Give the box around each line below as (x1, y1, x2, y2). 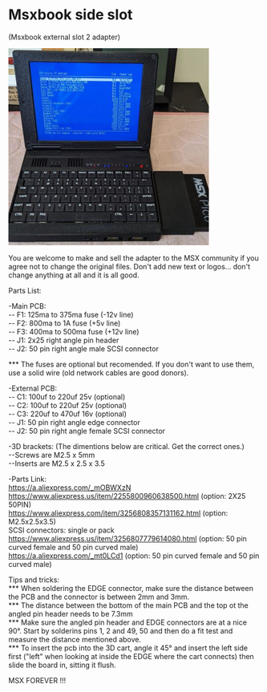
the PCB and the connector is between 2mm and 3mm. (8, 592, 190, 601)
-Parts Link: (8, 474, 47, 484)
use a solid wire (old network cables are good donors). (8, 367, 189, 378)
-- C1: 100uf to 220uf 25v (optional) (8, 391, 126, 402)
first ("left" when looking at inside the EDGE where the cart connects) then (8, 651, 254, 661)
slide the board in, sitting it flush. (8, 660, 116, 670)
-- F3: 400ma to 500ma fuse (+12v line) (8, 326, 140, 336)
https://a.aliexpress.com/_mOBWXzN (8, 483, 131, 492)
